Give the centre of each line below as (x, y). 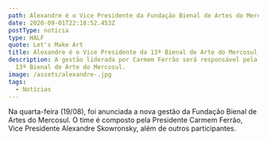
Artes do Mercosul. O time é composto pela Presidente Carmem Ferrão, (126, 120)
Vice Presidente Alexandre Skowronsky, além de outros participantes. (122, 128)
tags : (17, 82)
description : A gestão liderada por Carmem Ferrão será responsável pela (133, 60)
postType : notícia (39, 30)
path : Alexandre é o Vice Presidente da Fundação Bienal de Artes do (126, 15)
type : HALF (26, 38)
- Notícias (33, 89)
